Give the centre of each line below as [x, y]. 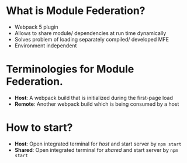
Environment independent [46, 46]
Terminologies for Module [70, 69]
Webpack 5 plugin [36, 27]
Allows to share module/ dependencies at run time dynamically [90, 33]
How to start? [39, 128]
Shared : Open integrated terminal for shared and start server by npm [96, 150]
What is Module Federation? [76, 11]
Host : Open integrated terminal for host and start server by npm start [98, 144]
